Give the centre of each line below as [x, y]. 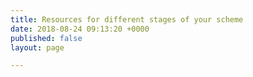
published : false [46, 38]
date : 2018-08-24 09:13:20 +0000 [80, 29]
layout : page [37, 47]
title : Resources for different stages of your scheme [127, 19]
